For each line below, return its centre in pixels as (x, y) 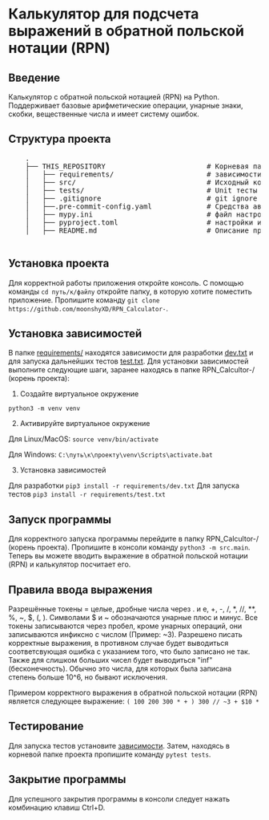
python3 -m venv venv (44, 409)
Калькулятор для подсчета (104, 14)
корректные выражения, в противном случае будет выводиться (118, 643)
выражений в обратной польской (126, 31)
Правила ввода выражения (80, 589)
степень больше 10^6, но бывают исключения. (88, 677)
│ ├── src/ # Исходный (137, 182)
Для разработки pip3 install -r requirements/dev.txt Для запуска (124, 485)
